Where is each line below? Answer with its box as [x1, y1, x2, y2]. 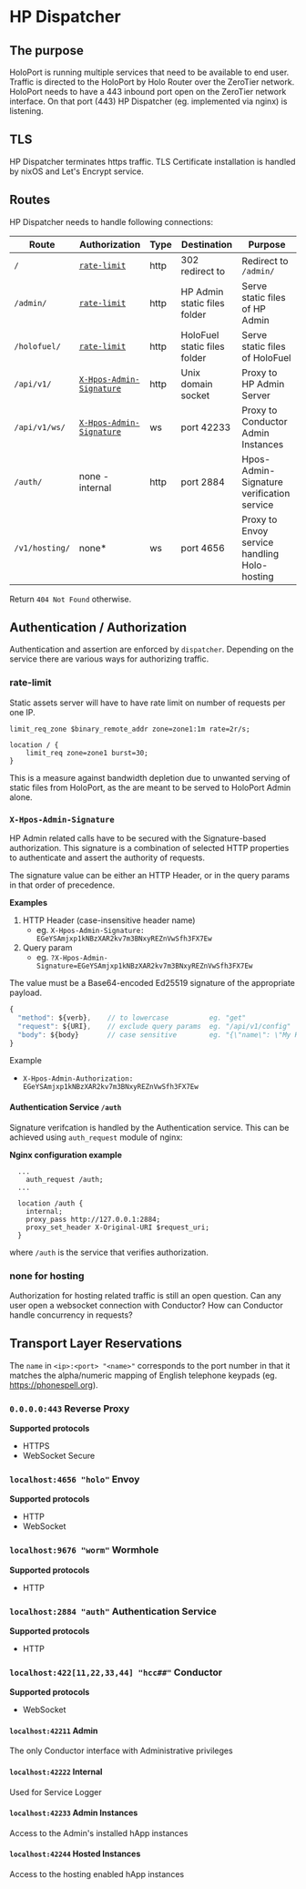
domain [180, 377, 213, 390]
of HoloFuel [241, 351, 291, 364]
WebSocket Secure [22, 1451, 96, 1462]
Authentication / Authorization [9, 620, 188, 635]
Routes [9, 192, 51, 208]
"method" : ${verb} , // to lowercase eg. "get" [17, 1013, 247, 1022]
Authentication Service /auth [9, 1102, 122, 1113]
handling [241, 547, 280, 560]
